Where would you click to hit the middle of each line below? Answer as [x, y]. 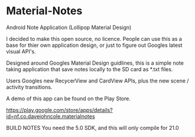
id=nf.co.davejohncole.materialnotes [51, 116]
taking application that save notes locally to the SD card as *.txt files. [90, 69]
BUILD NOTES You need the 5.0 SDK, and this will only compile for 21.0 [92, 128]
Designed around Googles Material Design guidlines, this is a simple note [95, 63]
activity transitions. [29, 87]
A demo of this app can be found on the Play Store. [69, 98]
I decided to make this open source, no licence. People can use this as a [94, 39]
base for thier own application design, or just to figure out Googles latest [94, 45]
